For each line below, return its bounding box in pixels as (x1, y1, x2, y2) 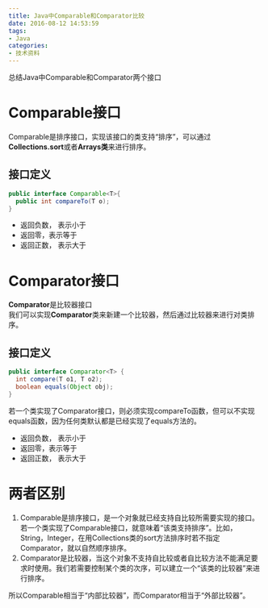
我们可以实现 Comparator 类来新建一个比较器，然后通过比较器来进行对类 (8, 310, 248, 319)
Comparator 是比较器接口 (8, 300, 93, 310)
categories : (8, 42, 48, 50)
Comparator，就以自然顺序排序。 (19, 543, 132, 552)
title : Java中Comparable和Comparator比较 (8, 11, 145, 20)
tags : (8, 27, 27, 35)
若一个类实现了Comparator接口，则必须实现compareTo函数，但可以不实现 (8, 406, 256, 415)
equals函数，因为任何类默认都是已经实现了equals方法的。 (8, 416, 202, 426)
